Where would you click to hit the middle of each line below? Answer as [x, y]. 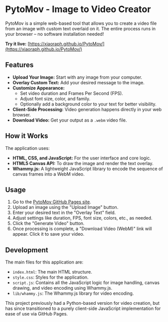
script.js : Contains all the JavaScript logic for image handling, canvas [86, 283]
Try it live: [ [17, 43]
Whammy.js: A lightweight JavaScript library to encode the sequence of [88, 169]
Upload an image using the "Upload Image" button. [65, 207]
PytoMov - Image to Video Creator [78, 9]
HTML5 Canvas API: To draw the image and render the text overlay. [83, 163]
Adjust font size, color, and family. [55, 98]
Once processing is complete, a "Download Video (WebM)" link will [82, 229]
